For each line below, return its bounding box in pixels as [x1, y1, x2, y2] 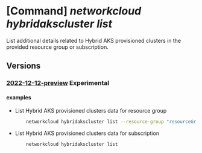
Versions [6, 61, 41, 71]
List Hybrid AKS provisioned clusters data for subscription [14, 130, 160, 137]
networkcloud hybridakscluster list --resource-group [26, 119, 164, 125]
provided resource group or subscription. [6, 43, 109, 51]
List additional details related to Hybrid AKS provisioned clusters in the [6, 37, 181, 44]
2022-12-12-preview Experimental [6, 79, 110, 87]
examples [6, 93, 31, 101]
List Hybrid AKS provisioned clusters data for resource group [14, 107, 167, 114]
